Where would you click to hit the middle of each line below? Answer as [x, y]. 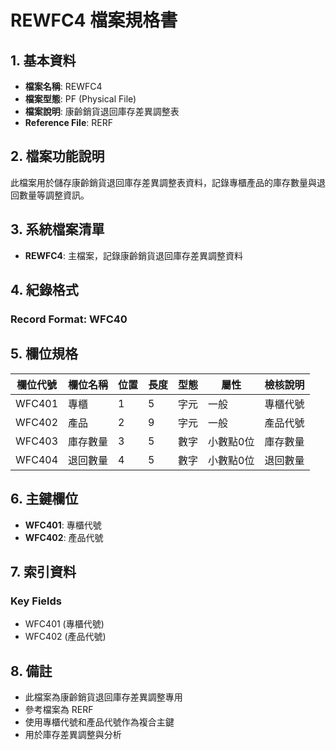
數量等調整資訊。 [54, 195]
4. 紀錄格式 [44, 290]
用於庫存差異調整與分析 [73, 735]
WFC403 [37, 441]
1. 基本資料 [43, 60]
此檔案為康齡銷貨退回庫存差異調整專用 [103, 697]
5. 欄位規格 [44, 354]
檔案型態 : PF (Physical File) [80, 99]
